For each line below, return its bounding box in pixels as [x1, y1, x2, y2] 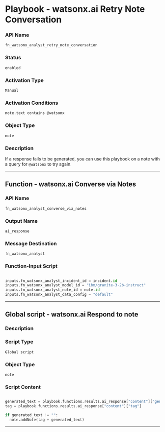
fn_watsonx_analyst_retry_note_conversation [5, 43, 98, 48]
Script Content [5, 384, 41, 391]
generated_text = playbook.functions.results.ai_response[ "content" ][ [5, 399, 153, 404]
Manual [5, 88, 19, 93]
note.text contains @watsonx [5, 111, 65, 116]
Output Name [5, 217, 38, 224]
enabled [5, 65, 21, 70]
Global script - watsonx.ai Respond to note [5, 310, 138, 319]
